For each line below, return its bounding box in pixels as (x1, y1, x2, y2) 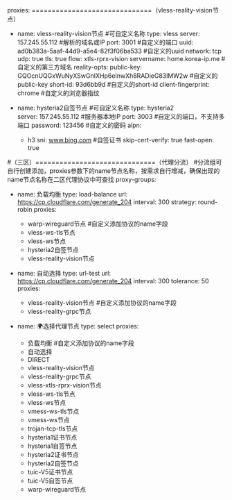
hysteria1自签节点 (27, 442, 78, 450)
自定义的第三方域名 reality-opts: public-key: (17, 63, 142, 71)
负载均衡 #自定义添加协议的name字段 (27, 339, 134, 347)
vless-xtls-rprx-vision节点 (27, 381, 102, 389)
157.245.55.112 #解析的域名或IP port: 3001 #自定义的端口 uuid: (17, 38, 194, 47)
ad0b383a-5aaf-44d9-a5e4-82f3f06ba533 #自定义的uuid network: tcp (17, 47, 222, 55)
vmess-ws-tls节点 (27, 407, 80, 415)
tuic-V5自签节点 (27, 476, 73, 485)
